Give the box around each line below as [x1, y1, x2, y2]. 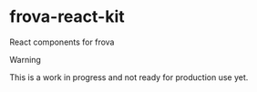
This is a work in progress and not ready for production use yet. [9, 71, 249, 83]
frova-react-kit [9, 6, 125, 27]
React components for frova [9, 36, 115, 47]
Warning [9, 54, 41, 65]
